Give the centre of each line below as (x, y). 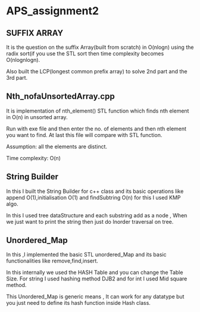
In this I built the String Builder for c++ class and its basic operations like (95, 191)
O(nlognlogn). (23, 60)
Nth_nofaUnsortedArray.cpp (60, 96)
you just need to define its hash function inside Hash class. (78, 303)
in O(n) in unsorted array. (37, 117)
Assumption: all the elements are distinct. (57, 146)
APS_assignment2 (53, 11)
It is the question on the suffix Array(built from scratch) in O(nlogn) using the (100, 47)
